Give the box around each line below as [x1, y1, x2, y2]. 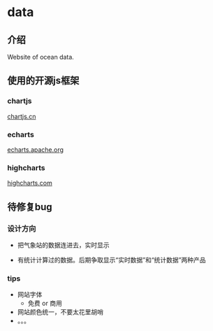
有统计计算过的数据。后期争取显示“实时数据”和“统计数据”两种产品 [17, 255, 206, 264]
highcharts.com [7, 179, 52, 188]
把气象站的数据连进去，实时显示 [17, 241, 110, 249]
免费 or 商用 [27, 299, 63, 308]
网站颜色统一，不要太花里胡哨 [17, 308, 103, 316]
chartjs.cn [7, 112, 36, 120]
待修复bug [7, 201, 52, 213]
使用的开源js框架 [7, 75, 80, 87]
